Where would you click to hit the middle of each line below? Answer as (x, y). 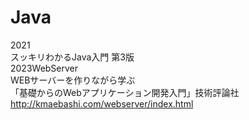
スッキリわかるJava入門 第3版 (72, 57)
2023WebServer (44, 68)
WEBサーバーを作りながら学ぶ (73, 80)
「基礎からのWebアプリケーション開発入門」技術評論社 (125, 92)
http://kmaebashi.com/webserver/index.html (102, 103)
